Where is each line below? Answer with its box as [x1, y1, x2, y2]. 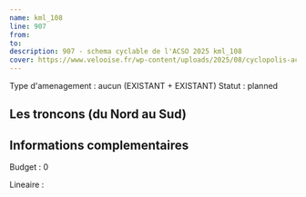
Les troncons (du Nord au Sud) [9, 106, 187, 123]
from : [9, 30, 30, 39]
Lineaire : [9, 179, 45, 191]
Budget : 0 [9, 162, 49, 172]
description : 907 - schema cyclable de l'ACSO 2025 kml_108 [9, 47, 243, 56]
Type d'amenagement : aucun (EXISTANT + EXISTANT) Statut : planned [9, 81, 279, 91]
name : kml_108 [9, 13, 64, 23]
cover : [9, 55, 35, 64]
